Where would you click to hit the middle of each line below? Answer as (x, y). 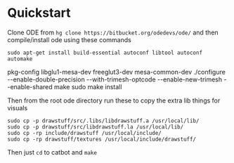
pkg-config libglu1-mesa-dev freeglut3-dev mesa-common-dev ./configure (117, 72)
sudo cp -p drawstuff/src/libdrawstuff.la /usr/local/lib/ (96, 127)
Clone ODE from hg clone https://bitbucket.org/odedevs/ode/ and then (113, 32)
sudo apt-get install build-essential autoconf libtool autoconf (105, 53)
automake (20, 59)
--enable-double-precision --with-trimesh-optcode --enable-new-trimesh (115, 79)
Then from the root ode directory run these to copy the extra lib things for (114, 100)
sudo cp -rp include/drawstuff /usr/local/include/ (84, 133)
